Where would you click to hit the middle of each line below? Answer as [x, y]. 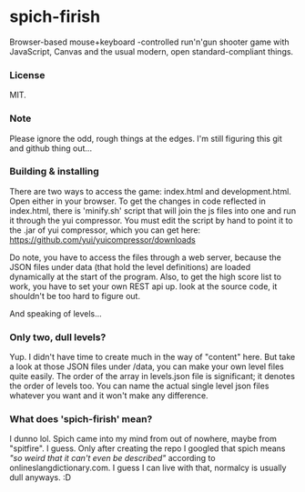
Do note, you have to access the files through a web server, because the [146, 257]
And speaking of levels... [56, 313]
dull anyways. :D [40, 477]
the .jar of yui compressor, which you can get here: [105, 230]
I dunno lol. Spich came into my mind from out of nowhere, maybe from [143, 439]
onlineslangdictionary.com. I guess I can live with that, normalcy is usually [148, 468]
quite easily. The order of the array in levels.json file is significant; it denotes [152, 377]
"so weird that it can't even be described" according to [112, 458]
